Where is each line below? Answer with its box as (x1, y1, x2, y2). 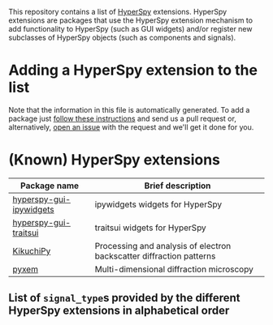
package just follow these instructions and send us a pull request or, (8, 113, 237, 123)
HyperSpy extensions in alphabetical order (8, 304, 230, 318)
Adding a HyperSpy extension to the (8, 61, 258, 79)
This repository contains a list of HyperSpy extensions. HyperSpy (8, 7, 227, 16)
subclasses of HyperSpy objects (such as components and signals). (8, 32, 236, 42)
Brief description (144, 180, 211, 191)
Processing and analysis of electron (94, 240, 232, 251)
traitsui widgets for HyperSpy (94, 222, 207, 233)
